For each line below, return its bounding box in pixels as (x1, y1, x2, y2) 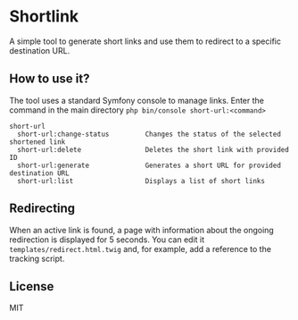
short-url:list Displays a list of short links (17, 176, 266, 185)
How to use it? (9, 72, 90, 87)
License (9, 279, 54, 294)
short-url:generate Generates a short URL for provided (17, 161, 281, 170)
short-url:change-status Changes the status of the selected (17, 130, 281, 139)
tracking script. (9, 253, 65, 264)
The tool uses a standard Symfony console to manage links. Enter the (9, 95, 265, 105)
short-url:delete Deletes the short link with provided (17, 145, 290, 154)
